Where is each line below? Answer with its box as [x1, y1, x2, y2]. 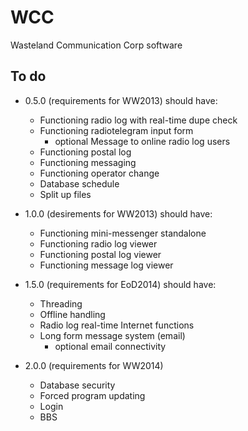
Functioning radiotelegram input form [39, 124, 194, 136]
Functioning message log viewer [39, 259, 174, 271]
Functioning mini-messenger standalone [39, 227, 207, 239]
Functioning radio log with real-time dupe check [39, 114, 238, 126]
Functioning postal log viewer [39, 248, 162, 260]
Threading [39, 297, 83, 310]
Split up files [39, 188, 92, 200]
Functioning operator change [39, 167, 160, 179]
